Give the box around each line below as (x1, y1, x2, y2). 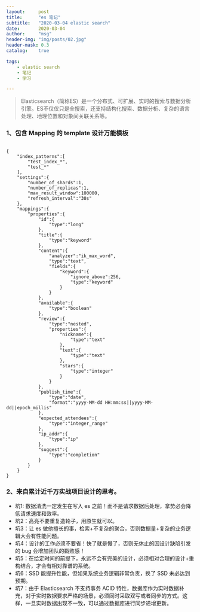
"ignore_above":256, (70, 273, 121, 280)
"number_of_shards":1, (27, 179, 84, 185)
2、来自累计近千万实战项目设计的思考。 (6, 488, 121, 496)
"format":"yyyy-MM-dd (48, 399, 103, 406)
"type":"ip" (48, 436, 79, 442)
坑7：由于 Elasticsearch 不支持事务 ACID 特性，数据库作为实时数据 (14, 584, 179, 592)
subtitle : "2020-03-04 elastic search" (6, 20, 111, 26)
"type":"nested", (48, 321, 93, 327)
